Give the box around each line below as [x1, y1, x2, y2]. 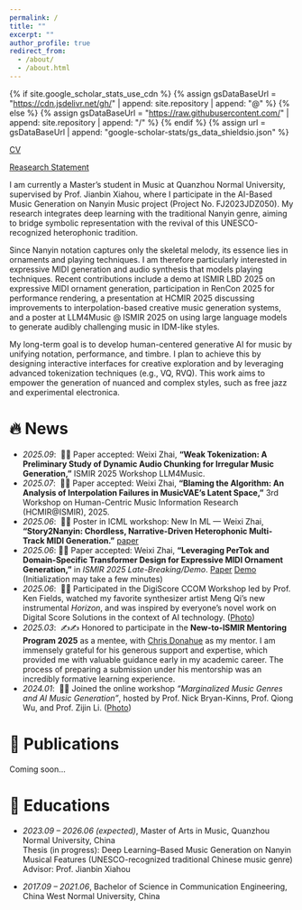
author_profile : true [9, 38, 91, 48]
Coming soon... [9, 764, 66, 775]
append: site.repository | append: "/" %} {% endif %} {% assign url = [9, 116, 266, 127]
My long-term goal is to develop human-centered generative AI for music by [9, 339, 293, 349]
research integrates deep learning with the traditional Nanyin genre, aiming [9, 208, 288, 218]
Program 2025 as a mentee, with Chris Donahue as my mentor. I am [22, 635, 276, 645]
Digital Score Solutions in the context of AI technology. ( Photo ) [22, 611, 255, 623]
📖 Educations [9, 795, 111, 815]
